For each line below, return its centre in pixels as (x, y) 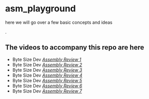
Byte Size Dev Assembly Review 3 (47, 70)
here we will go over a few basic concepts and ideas (59, 22)
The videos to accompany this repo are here (75, 48)
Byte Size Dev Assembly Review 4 (47, 75)
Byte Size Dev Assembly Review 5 (47, 80)
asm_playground (40, 9)
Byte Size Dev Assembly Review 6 (47, 86)
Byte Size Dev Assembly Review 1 (47, 59)
